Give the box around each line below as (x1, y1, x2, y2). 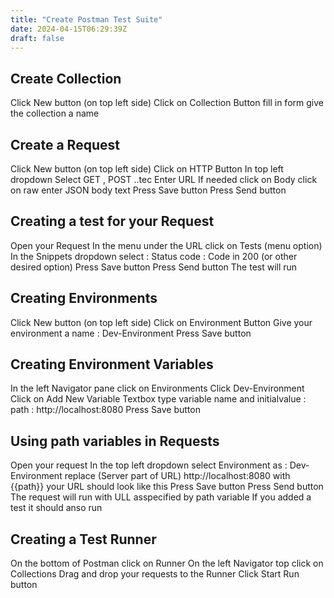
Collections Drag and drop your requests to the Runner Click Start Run (10, 568, 300, 580)
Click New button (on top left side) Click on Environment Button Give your (10, 316, 313, 328)
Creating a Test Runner (10, 531, 157, 548)
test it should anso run (10, 502, 103, 514)
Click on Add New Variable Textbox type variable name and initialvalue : (10, 393, 307, 405)
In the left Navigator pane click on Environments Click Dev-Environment (10, 382, 305, 395)
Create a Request (10, 136, 120, 153)
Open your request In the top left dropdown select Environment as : (10, 459, 288, 471)
